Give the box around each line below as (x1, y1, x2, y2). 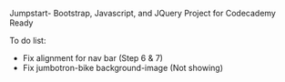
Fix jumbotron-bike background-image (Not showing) (22, 63, 223, 73)
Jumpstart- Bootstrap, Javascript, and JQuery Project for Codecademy (9, 8, 276, 18)
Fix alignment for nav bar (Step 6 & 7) (22, 53, 164, 63)
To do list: (9, 36, 46, 46)
